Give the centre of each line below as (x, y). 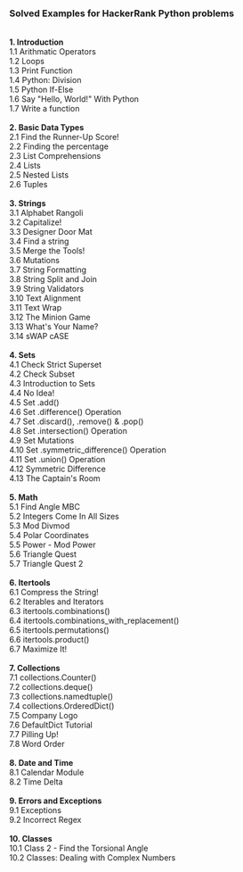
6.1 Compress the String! (54, 593)
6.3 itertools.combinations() (60, 611)
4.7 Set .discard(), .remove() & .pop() (77, 421)
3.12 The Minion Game (50, 317)
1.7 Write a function (45, 109)
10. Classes (31, 839)
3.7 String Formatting (48, 270)
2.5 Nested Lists (39, 175)
